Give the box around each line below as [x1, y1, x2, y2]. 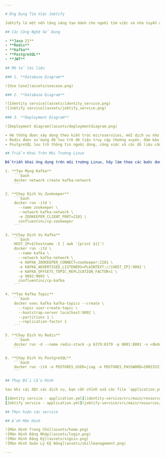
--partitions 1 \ [18, 314, 54, 320]
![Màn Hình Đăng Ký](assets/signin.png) [5, 436, 89, 442]
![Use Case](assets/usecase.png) [5, 83, 74, 88]
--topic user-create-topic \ [18, 305, 78, 310]
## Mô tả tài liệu [5, 65, 45, 71]
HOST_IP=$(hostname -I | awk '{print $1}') [14, 241, 105, 247]
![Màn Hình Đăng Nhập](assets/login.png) [5, 432, 91, 437]
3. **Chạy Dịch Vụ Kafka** [5, 232, 60, 237]
